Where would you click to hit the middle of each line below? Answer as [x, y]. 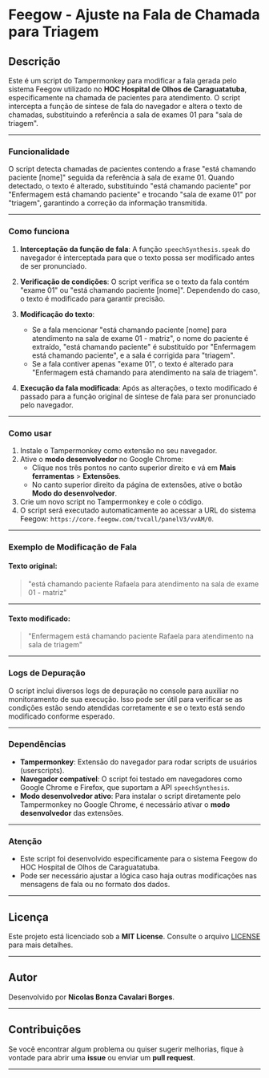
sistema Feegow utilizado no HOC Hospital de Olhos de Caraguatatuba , [128, 89]
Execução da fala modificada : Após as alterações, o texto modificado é [139, 387]
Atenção [25, 841]
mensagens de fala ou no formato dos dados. [95, 885]
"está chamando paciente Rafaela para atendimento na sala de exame [143, 584]
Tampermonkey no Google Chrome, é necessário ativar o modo [125, 804]
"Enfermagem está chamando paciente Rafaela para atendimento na [141, 636]
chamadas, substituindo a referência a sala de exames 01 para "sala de [125, 115]
